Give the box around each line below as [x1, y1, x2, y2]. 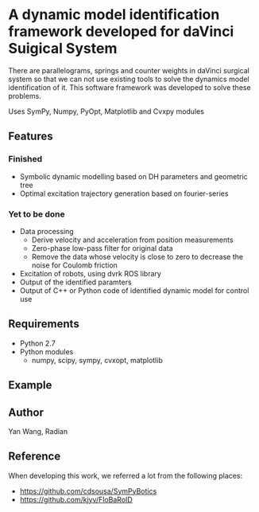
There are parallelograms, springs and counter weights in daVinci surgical [8, 65, 250, 75]
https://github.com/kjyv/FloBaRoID [19, 494, 133, 504]
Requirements [8, 317, 79, 331]
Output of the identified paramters [19, 277, 133, 287]
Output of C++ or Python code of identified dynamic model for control [19, 285, 249, 295]
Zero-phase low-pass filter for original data [31, 243, 173, 252]
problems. [8, 91, 41, 100]
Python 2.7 [19, 338, 56, 348]
